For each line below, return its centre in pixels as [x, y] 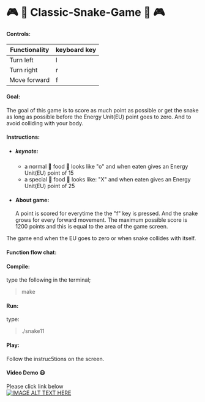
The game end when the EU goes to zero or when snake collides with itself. [101, 238]
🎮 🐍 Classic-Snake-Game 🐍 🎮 [86, 13]
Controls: [19, 34]
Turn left [21, 60]
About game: [32, 200]
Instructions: [23, 137]
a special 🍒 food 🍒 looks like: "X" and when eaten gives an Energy [107, 180]
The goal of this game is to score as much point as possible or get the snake [102, 110]
